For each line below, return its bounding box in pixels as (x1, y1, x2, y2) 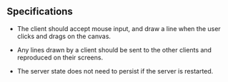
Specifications (6, 6, 73, 18)
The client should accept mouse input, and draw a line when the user (16, 24, 221, 33)
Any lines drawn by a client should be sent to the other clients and (16, 45, 212, 54)
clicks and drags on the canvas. (16, 32, 111, 40)
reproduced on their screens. (16, 53, 104, 61)
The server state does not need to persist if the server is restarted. (16, 66, 214, 75)
